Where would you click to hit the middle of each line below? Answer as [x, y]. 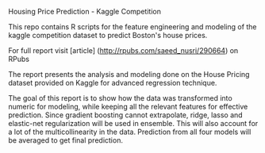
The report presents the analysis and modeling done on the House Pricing [129, 74]
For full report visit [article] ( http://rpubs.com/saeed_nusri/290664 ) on [123, 50]
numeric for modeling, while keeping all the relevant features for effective [128, 107]
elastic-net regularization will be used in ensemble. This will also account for [133, 123]
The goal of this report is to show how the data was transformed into [120, 98]
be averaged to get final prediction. [65, 140]
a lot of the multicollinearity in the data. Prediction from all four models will [130, 132]
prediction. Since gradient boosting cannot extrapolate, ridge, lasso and [126, 115]
